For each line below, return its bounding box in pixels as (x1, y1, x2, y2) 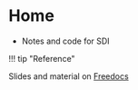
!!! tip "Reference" (8, 53, 75, 64)
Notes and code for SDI (21, 35, 110, 46)
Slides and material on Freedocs (8, 70, 129, 82)
